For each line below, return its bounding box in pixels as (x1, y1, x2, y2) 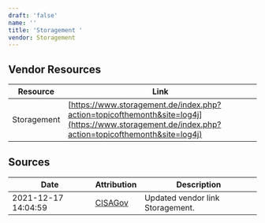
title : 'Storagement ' (8, 26, 83, 34)
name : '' (8, 19, 37, 27)
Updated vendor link (144, 192, 220, 203)
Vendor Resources (8, 62, 102, 76)
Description (176, 179, 222, 190)
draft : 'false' (8, 11, 58, 20)
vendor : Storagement (8, 33, 77, 42)
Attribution (95, 179, 137, 190)
